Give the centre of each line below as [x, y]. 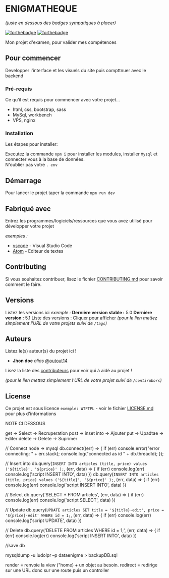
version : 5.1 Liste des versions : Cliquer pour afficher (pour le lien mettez [81, 318]
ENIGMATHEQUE [41, 9]
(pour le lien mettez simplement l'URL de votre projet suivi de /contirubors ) [84, 380]
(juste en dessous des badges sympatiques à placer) [61, 23]
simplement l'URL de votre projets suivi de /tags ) [56, 323]
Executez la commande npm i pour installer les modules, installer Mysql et [81, 154]
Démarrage [23, 180]
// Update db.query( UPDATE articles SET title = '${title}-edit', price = [84, 510]
